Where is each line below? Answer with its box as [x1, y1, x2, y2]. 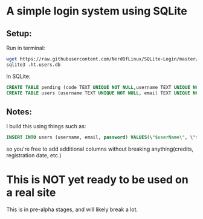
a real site [6, 186, 56, 200]
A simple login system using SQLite [6, 4, 187, 18]
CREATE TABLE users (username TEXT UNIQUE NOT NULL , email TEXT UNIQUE [6, 90, 190, 96]
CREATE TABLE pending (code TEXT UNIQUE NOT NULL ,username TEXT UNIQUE [6, 84, 190, 90]
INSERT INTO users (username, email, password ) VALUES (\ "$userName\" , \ [6, 134, 193, 140]
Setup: [6, 28, 32, 39]
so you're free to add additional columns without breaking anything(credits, [6, 145, 194, 152]
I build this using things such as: [6, 123, 86, 130]
